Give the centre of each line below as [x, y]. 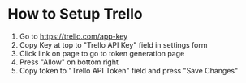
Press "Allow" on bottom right [69, 62]
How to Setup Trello [75, 14]
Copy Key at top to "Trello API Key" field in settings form [113, 44]
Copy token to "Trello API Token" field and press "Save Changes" [129, 70]
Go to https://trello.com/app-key [73, 36]
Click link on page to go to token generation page [102, 53]
